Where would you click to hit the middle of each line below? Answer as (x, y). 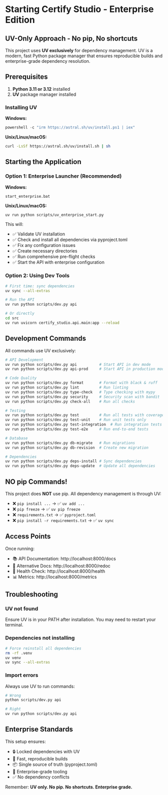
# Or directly (20, 314)
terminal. (14, 625)
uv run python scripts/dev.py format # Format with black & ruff (81, 383)
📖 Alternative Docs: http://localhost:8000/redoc (61, 566)
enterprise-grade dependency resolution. (48, 61)
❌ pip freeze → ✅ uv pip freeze (46, 509)
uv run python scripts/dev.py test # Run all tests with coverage (85, 415)
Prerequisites (26, 77)
